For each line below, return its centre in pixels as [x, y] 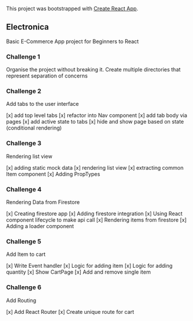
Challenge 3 [24, 143]
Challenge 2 [24, 91]
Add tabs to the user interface [42, 104]
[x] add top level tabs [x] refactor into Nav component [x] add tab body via [97, 115]
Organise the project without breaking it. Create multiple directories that [94, 70]
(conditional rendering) [34, 128]
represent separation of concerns [47, 76]
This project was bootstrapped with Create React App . [72, 9]
